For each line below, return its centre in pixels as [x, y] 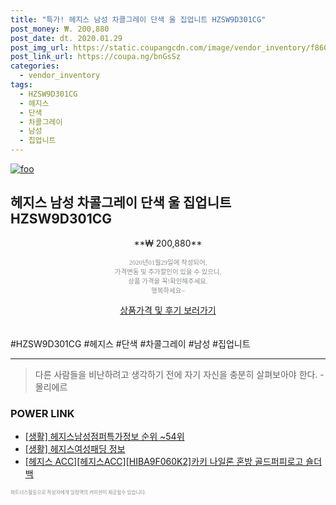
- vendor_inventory [60, 76]
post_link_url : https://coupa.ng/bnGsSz [96, 57]
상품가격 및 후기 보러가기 [168, 310]
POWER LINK [42, 413]
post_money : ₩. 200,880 [60, 29]
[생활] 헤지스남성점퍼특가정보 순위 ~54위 [104, 437]
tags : [21, 85]
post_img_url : [40, 47]
